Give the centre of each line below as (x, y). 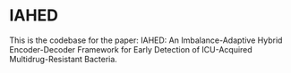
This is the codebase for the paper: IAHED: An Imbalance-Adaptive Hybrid (146, 40)
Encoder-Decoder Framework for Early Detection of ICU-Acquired (131, 49)
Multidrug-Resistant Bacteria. (64, 59)
